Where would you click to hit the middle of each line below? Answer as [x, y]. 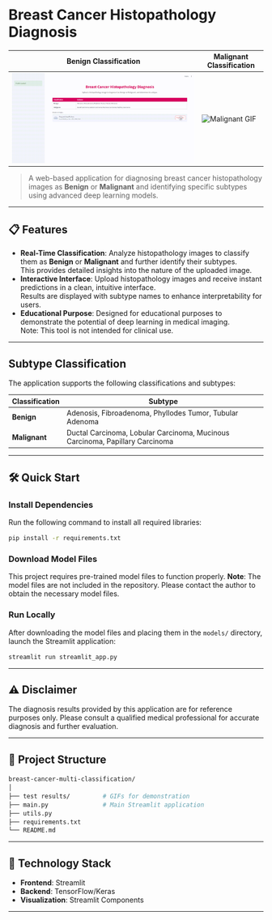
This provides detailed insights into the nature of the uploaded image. [136, 270]
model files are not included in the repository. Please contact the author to [132, 586]
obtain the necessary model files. [64, 594]
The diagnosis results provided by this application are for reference [121, 709]
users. [31, 305]
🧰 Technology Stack [60, 863]
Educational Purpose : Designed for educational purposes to [121, 313]
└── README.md [32, 831]
